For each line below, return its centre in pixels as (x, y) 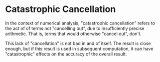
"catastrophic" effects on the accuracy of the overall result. (66, 54)
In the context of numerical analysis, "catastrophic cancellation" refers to (80, 23)
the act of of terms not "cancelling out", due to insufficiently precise (75, 28)
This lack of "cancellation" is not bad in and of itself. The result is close (78, 43)
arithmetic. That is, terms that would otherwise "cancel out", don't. (73, 33)
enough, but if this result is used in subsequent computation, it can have (79, 48)
